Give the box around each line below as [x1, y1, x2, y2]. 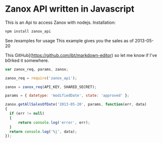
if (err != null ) [9, 111, 45, 116]
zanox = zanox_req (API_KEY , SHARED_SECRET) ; [5, 84, 97, 89]
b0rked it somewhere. [5, 57, 49, 63]
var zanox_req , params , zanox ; [5, 67, 69, 71]
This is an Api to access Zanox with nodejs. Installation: [5, 19, 116, 25]
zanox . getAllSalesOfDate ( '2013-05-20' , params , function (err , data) [5, 102, 147, 107]
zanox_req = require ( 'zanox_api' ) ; [5, 75, 77, 81]
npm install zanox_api [5, 29, 51, 34]
